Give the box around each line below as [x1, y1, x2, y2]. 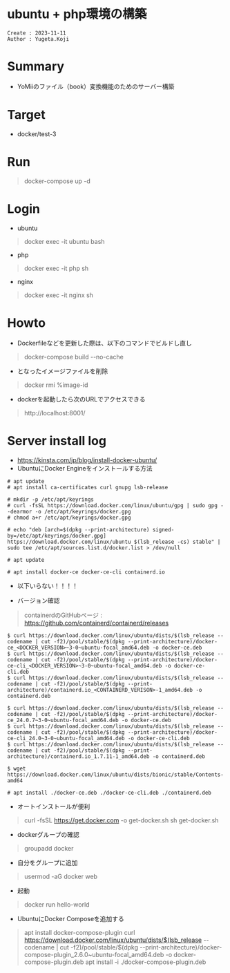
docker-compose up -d [23, 177, 91, 185]
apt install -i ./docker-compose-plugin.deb [85, 958, 207, 966]
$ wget [7, 765, 26, 772]
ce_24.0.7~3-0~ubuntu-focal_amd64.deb [7, 717, 119, 724]
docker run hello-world [23, 900, 90, 909]
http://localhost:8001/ [23, 408, 86, 417]
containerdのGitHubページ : [23, 611, 102, 619]
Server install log [7, 433, 107, 448]
